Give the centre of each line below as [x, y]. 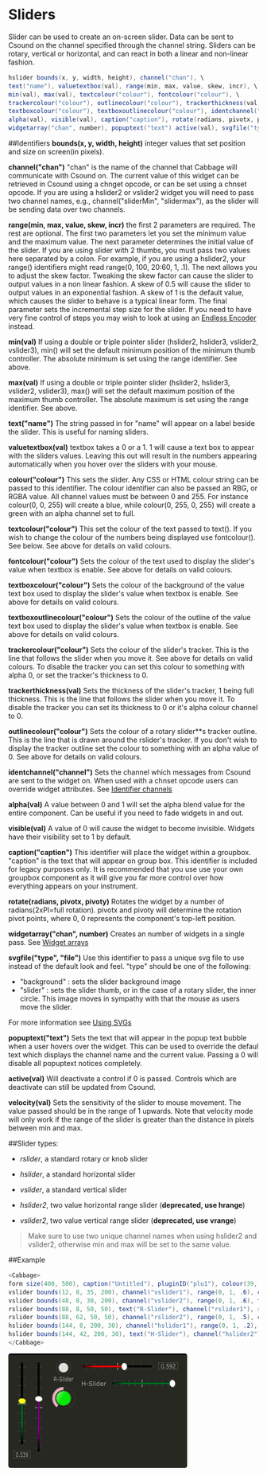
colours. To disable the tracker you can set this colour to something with [126, 667]
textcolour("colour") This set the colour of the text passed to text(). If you [130, 529]
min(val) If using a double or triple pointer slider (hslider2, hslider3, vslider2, [133, 342]
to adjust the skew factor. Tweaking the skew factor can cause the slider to [131, 275]
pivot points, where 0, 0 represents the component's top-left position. [122, 919]
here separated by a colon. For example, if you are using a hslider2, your [127, 259]
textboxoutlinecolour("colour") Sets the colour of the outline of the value [130, 618]
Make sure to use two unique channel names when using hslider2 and [142, 1236]
